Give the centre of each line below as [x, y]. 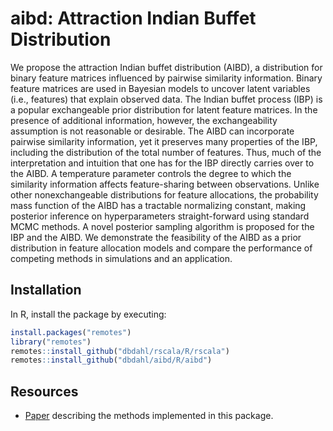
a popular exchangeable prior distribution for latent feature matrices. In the [164, 109]
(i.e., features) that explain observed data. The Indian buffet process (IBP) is [166, 99]
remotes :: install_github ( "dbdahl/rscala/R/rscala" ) [120, 351]
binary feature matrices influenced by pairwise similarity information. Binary [166, 78]
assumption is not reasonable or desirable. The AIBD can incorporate [152, 131]
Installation [46, 290]
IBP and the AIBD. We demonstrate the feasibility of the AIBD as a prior [156, 237]
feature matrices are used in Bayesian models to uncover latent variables [160, 88]
